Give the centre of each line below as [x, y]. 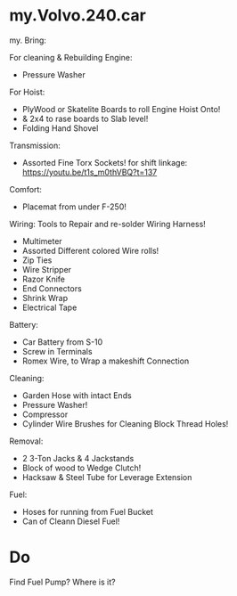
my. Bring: [28, 40]
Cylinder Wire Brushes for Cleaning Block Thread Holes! [125, 423]
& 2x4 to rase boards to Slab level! [85, 118]
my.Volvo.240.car [78, 16]
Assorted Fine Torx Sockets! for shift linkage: [105, 162]
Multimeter [42, 241]
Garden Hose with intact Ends [77, 395]
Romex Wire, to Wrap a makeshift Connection [106, 361]
